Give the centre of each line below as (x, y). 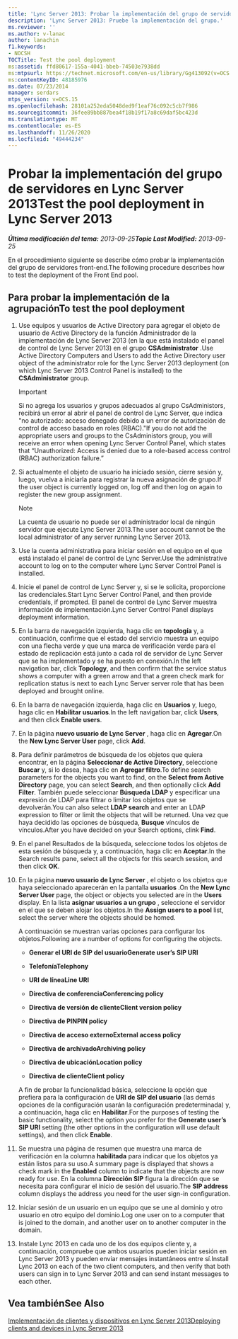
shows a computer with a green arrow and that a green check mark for (121, 676)
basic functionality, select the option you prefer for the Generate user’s (122, 1120)
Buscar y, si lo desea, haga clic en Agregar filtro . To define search (114, 770)
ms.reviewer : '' (32, 27)
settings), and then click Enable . (65, 1135)
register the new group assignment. (70, 494)
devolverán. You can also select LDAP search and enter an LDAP (112, 807)
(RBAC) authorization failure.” (61, 458)
